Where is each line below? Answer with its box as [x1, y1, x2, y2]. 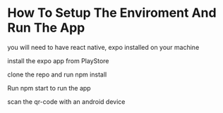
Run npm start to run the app [7, 84, 91, 92]
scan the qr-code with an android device [7, 97, 126, 106]
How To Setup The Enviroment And [7, 5, 217, 21]
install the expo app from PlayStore [7, 56, 109, 65]
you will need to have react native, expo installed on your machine [7, 43, 200, 51]
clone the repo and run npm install [7, 70, 107, 79]
